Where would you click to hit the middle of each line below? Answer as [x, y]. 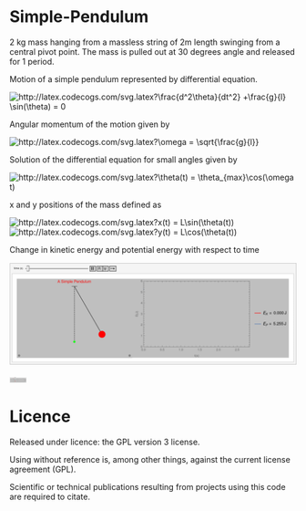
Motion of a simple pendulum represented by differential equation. [133, 78]
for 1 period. [32, 61]
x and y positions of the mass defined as [86, 204]
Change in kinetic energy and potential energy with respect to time [134, 249]
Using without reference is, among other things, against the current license [150, 460]
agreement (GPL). [43, 469]
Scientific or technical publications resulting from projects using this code [148, 487]
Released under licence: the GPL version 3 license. [105, 442]
